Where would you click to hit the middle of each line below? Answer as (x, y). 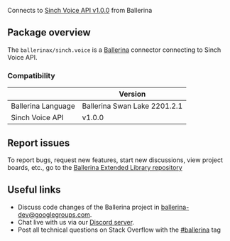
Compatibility (31, 75)
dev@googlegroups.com (54, 214)
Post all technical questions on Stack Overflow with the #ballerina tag (119, 230)
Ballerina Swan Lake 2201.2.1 (132, 106)
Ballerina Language (43, 106)
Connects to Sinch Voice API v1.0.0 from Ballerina (80, 10)
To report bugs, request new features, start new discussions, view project (115, 160)
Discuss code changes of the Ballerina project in (88, 207)
